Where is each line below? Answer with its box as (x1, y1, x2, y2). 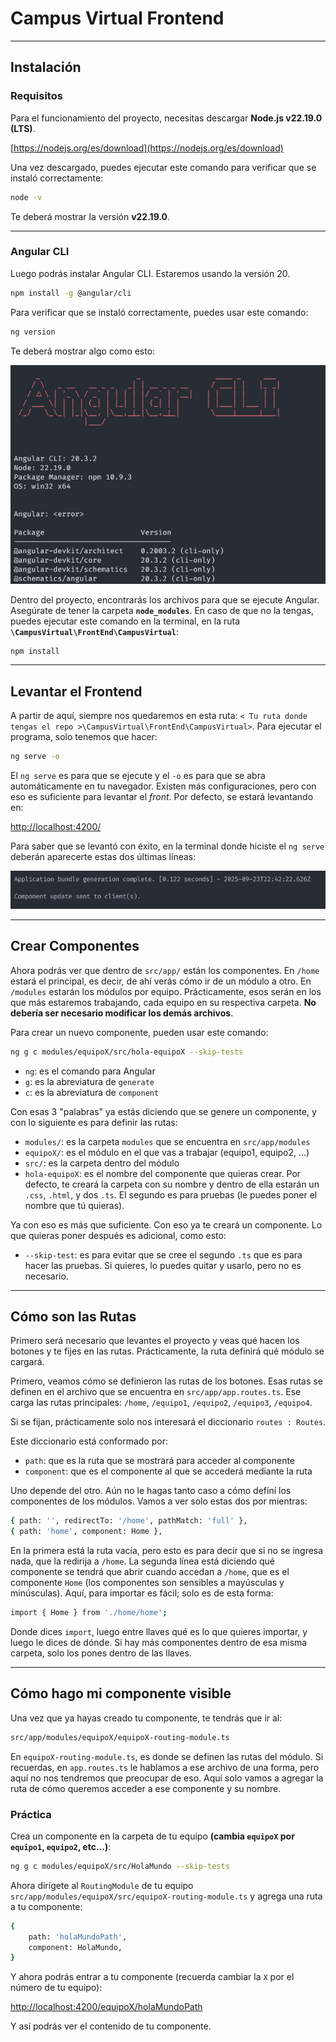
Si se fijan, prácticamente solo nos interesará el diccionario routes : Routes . (10, 1416, 326, 1428)
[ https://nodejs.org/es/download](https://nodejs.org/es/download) (10, 142, 284, 154)
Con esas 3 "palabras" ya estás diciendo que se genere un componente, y (10, 1105, 317, 1117)
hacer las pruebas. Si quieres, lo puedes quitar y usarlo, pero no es (24, 1259, 302, 1271)
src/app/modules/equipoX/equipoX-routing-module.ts (10, 1732, 230, 1742)
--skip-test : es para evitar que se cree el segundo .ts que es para (24, 1248, 303, 1261)
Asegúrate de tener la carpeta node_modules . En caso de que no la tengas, (10, 604, 314, 616)
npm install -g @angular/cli (10, 288, 132, 298)
